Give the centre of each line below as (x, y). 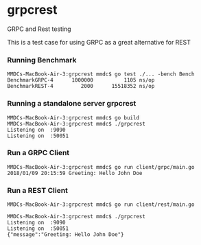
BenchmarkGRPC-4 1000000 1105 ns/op (81, 80)
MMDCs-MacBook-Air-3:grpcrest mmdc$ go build (73, 118)
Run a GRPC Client (38, 153)
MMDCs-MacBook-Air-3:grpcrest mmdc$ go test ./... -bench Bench (101, 74)
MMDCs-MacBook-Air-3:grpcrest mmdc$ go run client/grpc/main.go (101, 167)
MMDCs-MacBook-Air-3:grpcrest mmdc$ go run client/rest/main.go (101, 205)
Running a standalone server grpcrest (72, 104)
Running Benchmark (42, 60)
